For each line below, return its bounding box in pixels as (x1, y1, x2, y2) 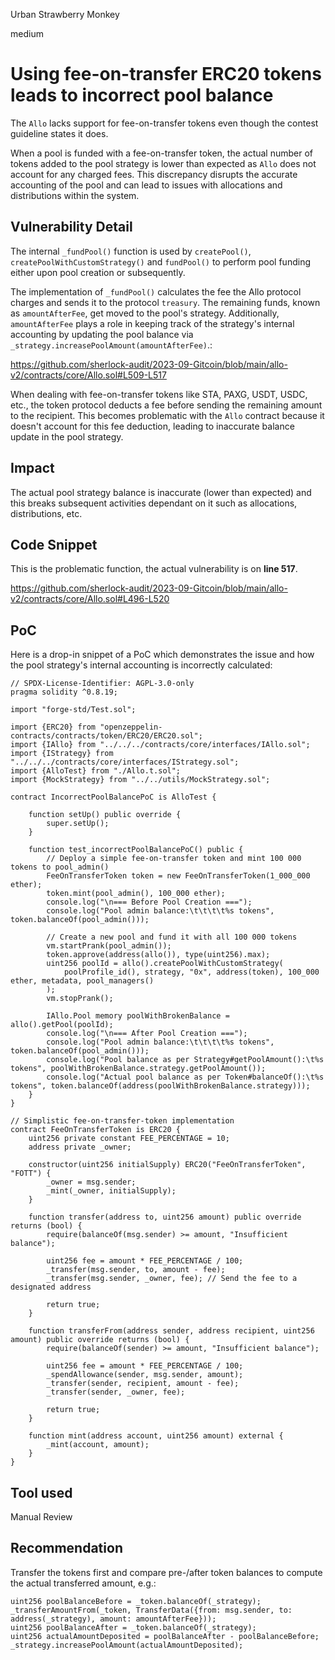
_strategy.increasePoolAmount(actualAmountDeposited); (10, 1640, 244, 1650)
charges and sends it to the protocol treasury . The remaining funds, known (10, 296, 321, 308)
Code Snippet (10, 536, 98, 553)
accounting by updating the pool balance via (10, 328, 194, 340)
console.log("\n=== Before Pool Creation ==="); (46, 897, 253, 908)
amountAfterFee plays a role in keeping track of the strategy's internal (10, 317, 295, 329)
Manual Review (10, 1511, 73, 1523)
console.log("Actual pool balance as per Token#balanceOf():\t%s (46, 1072, 325, 1083)
